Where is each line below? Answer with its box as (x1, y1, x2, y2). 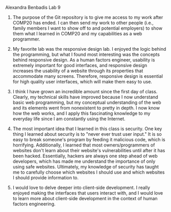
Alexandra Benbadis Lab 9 (5, 5, 61, 10)
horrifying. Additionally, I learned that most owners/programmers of (12, 142, 155, 148)
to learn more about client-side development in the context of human (12, 196, 158, 201)
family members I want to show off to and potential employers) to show (12, 25, 162, 31)
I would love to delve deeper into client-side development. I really (12, 184, 151, 190)
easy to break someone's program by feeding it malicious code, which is (12, 137, 165, 142)
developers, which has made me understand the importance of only (12, 158, 156, 164)
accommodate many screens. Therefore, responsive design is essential (12, 73, 163, 79)
